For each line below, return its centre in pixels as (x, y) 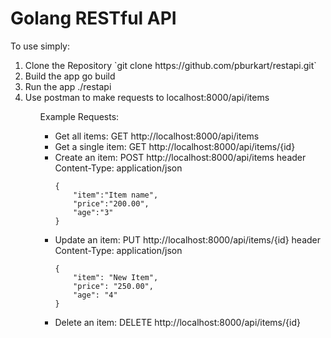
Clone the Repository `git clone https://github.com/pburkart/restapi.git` (170, 65)
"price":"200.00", (111, 203)
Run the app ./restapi (68, 86)
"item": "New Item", (116, 277)
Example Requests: (79, 116)
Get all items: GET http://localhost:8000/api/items (157, 136)
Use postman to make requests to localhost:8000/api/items (147, 97)
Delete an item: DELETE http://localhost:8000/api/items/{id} (177, 322)
